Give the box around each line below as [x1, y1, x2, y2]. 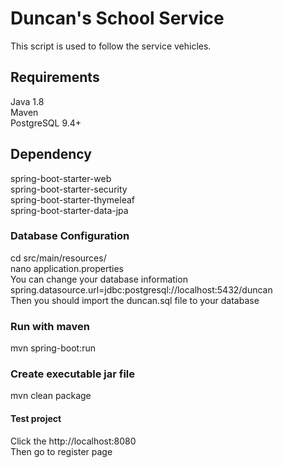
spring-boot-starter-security [10, 183, 128, 195]
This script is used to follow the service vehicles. [10, 40, 212, 52]
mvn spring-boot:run [10, 342, 96, 354]
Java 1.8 [10, 95, 45, 107]
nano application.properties [10, 262, 124, 274]
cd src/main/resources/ [10, 252, 107, 264]
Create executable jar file [10, 367, 136, 381]
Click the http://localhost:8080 [10, 435, 137, 447]
